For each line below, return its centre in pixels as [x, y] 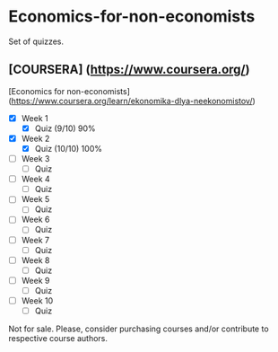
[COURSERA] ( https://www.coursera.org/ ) [129, 70]
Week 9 [35, 280]
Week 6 [35, 220]
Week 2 [35, 138]
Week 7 [35, 240]
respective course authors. [58, 338]
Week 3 [35, 158]
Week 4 [35, 179]
